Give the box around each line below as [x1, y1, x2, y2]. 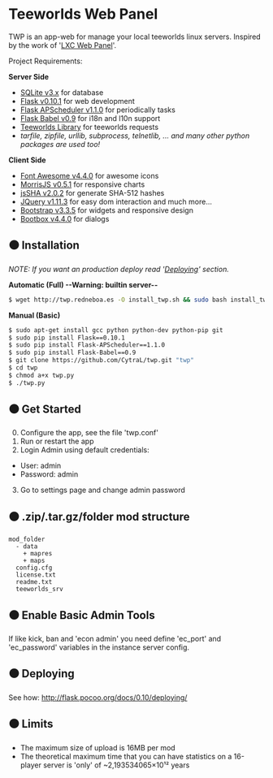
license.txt [15, 571, 57, 579]
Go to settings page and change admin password [19, 485, 185, 495]
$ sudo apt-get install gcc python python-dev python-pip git [8, 326, 223, 334]
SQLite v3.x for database [19, 87, 104, 97]
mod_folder [8, 535, 45, 544]
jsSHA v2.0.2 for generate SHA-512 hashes [19, 188, 165, 197]
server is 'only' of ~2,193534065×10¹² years [43, 760, 190, 770]
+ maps [23, 557, 45, 565]
